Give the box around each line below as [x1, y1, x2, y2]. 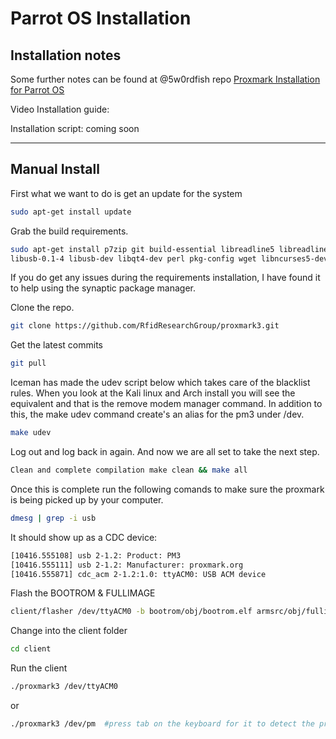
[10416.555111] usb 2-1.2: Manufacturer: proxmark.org [10, 560, 244, 570]
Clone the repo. [10, 302, 75, 314]
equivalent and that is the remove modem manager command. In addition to [10, 398, 323, 410]
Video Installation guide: [10, 103, 110, 115]
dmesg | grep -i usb [10, 513, 97, 523]
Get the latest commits [10, 339, 103, 351]
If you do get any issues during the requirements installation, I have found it [10, 272, 321, 284]
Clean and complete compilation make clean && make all [10, 465, 248, 476]
